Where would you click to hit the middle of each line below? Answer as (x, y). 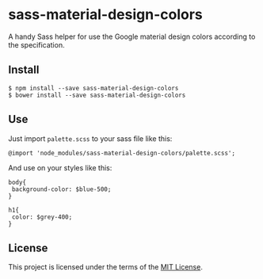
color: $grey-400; (42, 217)
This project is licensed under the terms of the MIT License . (106, 267)
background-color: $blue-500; (61, 189)
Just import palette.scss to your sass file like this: (90, 138)
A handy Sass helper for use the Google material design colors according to (132, 36)
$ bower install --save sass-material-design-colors (97, 95)
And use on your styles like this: (60, 167)
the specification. (36, 44)
